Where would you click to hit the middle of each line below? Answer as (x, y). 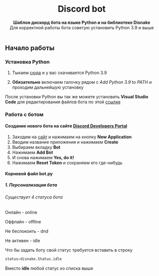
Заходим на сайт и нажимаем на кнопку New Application (72, 137)
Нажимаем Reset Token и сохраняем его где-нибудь (67, 163)
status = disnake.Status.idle (34, 259)
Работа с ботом (24, 114)
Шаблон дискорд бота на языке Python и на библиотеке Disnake (82, 22)
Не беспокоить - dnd (27, 231)
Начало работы (30, 48)
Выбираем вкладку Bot (36, 147)
